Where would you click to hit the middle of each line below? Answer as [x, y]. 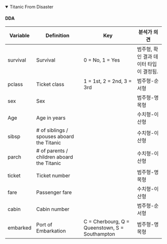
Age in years [51, 118]
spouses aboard [55, 137]
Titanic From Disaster [32, 7]
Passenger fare [54, 192]
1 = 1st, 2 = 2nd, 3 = [108, 81]
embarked [20, 228]
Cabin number [53, 209]
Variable [19, 36]
